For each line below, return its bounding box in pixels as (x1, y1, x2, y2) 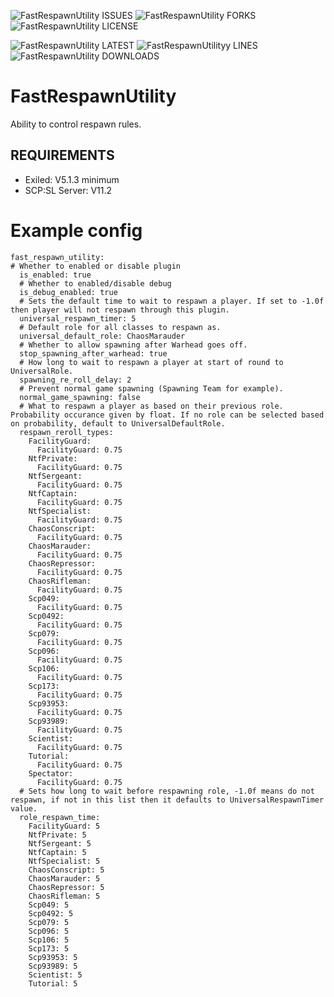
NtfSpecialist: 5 (28, 856, 101, 866)
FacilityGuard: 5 (28, 821, 101, 831)
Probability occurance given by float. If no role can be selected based (10, 410, 325, 420)
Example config (10, 219, 143, 242)
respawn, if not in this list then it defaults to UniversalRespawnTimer (10, 795, 325, 805)
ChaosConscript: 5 (28, 865, 105, 875)
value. (10, 803, 38, 814)
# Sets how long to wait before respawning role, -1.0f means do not (19, 786, 315, 796)
